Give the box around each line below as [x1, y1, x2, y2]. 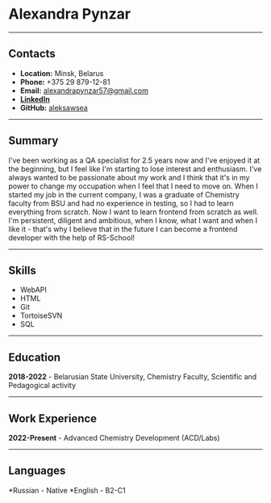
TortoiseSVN [19, 311, 63, 320]
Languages [8, 464, 66, 478]
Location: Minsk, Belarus [19, 68, 104, 78]
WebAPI [19, 285, 47, 295]
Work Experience [8, 412, 98, 425]
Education [8, 350, 61, 364]
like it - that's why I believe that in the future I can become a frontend [8, 224, 238, 234]
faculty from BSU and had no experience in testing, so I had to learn [8, 198, 234, 208]
